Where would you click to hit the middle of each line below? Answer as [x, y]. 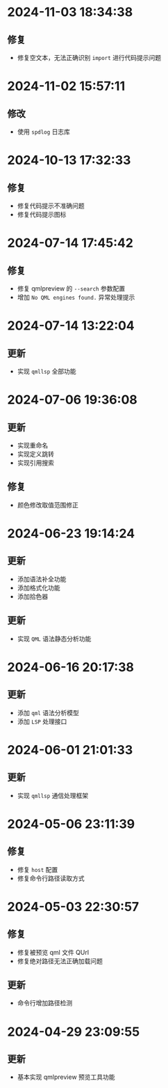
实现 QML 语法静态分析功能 [54, 638]
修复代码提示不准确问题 [51, 206]
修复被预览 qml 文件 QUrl [53, 952]
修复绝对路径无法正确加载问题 [60, 961]
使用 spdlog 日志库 [44, 132]
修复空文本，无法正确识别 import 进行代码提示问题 [89, 58]
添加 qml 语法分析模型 [48, 712]
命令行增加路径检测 [45, 1003]
